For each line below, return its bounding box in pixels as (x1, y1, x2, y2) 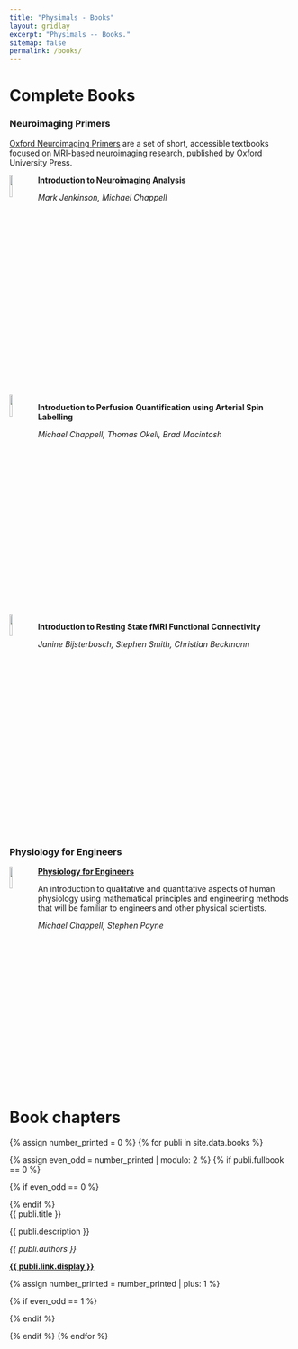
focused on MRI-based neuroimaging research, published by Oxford (9, 148, 263, 158)
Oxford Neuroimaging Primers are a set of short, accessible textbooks (9, 138, 269, 148)
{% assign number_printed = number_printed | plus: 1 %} (9, 1278, 221, 1289)
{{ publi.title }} (9, 1208, 62, 1219)
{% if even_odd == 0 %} (9, 1181, 99, 1192)
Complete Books (9, 85, 136, 106)
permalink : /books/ (9, 47, 83, 56)
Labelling (37, 411, 74, 422)
